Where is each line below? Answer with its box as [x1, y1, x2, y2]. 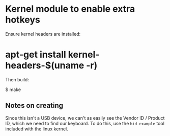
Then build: [5, 76, 29, 82]
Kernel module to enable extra [5, 3, 135, 15]
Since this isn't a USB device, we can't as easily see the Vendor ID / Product [5, 115, 165, 121]
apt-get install [5, 49, 66, 60]
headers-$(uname [5, 60, 84, 72]
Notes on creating [5, 101, 64, 110]
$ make [5, 86, 21, 93]
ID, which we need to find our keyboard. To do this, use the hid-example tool [5, 120, 164, 126]
